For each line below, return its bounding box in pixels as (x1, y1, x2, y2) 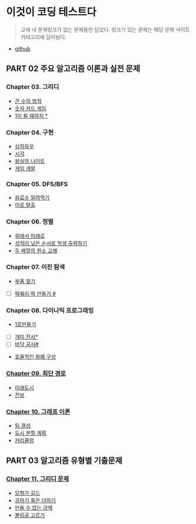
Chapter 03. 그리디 (6, 83, 59, 91)
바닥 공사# (14, 341, 39, 348)
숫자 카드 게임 (14, 104, 46, 112)
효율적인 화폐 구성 (14, 353, 56, 360)
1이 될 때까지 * (14, 112, 48, 119)
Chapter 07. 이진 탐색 (6, 263, 65, 271)
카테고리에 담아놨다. (20, 33, 67, 40)
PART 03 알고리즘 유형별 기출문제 (6, 456, 122, 466)
